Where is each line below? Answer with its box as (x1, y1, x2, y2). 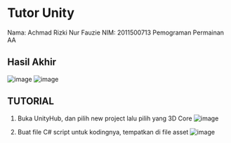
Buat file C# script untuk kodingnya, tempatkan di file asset (17, 128, 189, 136)
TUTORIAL (7, 95, 55, 107)
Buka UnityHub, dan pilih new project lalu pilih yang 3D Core (17, 114, 192, 123)
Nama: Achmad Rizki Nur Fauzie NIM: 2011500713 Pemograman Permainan (7, 28, 225, 37)
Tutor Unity (7, 5, 75, 21)
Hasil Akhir (7, 56, 57, 68)
